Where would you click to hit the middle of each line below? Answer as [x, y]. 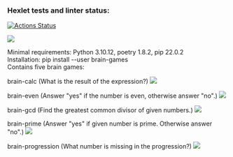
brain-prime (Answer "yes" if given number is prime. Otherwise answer [110, 124]
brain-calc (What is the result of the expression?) [78, 82]
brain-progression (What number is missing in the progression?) [100, 147]
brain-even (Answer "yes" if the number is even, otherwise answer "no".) [113, 96]
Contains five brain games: [46, 67]
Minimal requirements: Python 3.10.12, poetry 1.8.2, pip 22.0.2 [96, 52]
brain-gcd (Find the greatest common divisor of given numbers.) [100, 110]
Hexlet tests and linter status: [58, 10]
